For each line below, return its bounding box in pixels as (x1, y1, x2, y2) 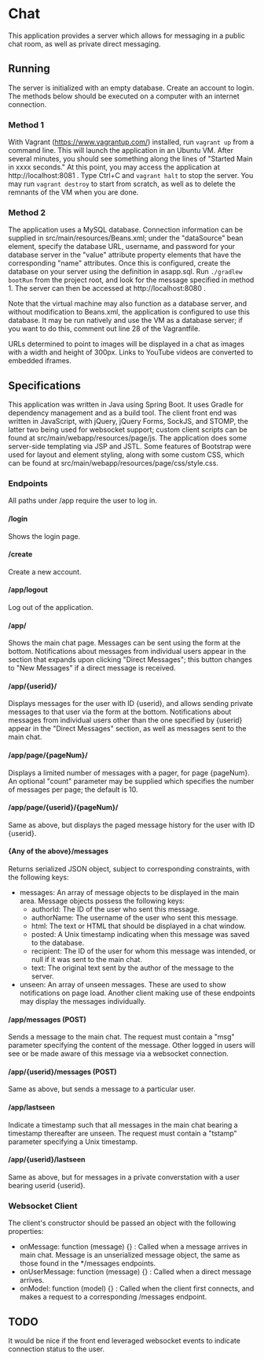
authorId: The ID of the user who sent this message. (31, 905, 200, 914)
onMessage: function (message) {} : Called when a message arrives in (19, 1242, 247, 1251)
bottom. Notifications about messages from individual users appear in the (8, 647, 246, 656)
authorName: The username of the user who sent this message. (31, 913, 238, 923)
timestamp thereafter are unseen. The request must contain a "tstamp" (8, 1128, 237, 1138)
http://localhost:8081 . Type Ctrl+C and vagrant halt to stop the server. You (8, 171, 254, 180)
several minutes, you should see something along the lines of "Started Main (8, 154, 253, 164)
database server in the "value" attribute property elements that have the (8, 250, 242, 260)
